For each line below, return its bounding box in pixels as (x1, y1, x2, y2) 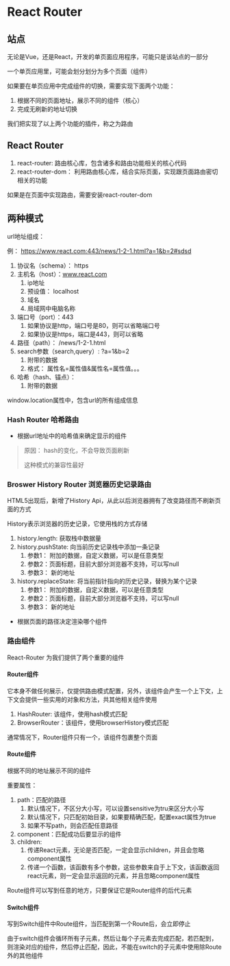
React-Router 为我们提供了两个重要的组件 (7, 653, 125, 661)
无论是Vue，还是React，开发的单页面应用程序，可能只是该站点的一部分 (7, 53, 209, 60)
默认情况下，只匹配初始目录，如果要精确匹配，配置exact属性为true (27, 812, 216, 821)
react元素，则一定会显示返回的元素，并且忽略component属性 (27, 871, 201, 880)
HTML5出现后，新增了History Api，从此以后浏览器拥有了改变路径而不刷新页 (7, 497, 221, 505)
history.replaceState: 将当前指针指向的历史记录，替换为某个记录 (16, 577, 197, 585)
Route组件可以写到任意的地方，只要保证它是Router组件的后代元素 (7, 886, 192, 894)
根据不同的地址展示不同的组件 (7, 766, 91, 775)
